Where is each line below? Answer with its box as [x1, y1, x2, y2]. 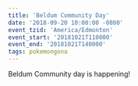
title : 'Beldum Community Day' [8, 11, 110, 20]
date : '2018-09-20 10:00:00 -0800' [8, 19, 124, 27]
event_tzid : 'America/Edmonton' [8, 26, 113, 34]
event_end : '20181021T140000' [8, 41, 107, 48]
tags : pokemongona [8, 48, 68, 56]
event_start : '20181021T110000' [8, 33, 113, 41]
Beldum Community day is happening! [8, 70, 131, 78]
